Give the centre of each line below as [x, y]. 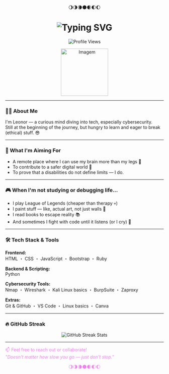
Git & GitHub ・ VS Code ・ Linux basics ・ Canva [57, 306]
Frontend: [16, 253]
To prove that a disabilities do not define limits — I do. [68, 172]
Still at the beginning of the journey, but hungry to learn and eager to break [83, 128]
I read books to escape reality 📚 [46, 214]
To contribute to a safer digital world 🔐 [52, 167]
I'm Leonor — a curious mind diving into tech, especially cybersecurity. [79, 122]
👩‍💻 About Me [21, 111]
